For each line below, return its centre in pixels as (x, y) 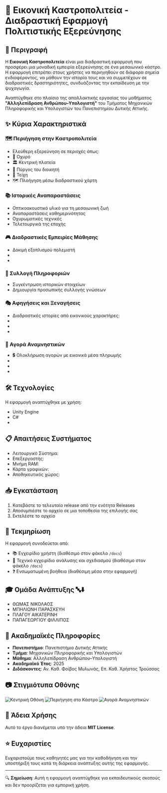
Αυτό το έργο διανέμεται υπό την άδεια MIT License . (60, 727)
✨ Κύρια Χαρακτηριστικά (46, 124)
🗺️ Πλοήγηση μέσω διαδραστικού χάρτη (55, 180)
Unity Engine (25, 412)
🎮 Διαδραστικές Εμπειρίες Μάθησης (52, 237)
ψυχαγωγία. (18, 88)
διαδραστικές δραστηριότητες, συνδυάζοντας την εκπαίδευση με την (77, 83)
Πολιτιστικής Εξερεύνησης (63, 31)
